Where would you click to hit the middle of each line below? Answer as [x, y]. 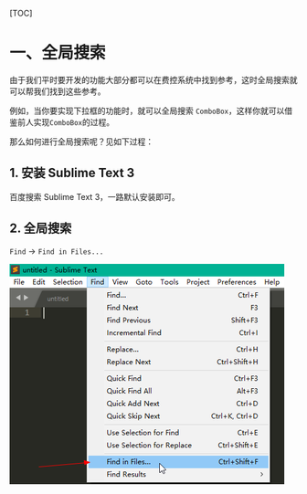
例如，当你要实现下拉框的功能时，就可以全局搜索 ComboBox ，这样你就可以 [147, 110]
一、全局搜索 [58, 53]
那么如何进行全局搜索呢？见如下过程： [81, 142]
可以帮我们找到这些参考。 [58, 91]
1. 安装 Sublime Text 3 [72, 173]
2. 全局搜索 [41, 229]
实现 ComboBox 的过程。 [74, 121]
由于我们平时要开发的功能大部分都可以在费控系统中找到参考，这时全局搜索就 [153, 79]
